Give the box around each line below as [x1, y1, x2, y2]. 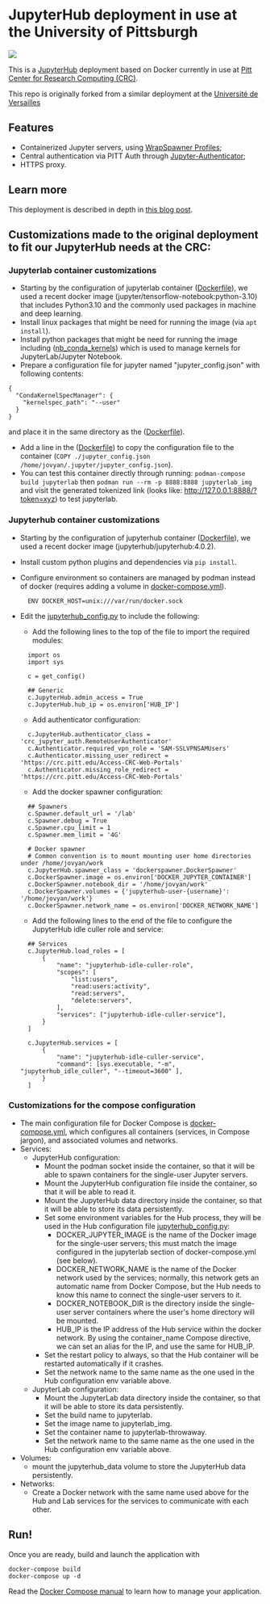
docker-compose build [8, 1565, 81, 1573]
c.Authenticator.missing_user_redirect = [27, 751, 169, 760]
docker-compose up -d [8, 1572, 81, 1581]
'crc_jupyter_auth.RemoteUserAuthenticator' [19, 737, 172, 745]
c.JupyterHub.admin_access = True [27, 693, 143, 701]
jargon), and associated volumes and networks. [19, 1135, 178, 1145]
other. [31, 1505, 52, 1514]
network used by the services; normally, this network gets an [56, 1273, 260, 1282]
